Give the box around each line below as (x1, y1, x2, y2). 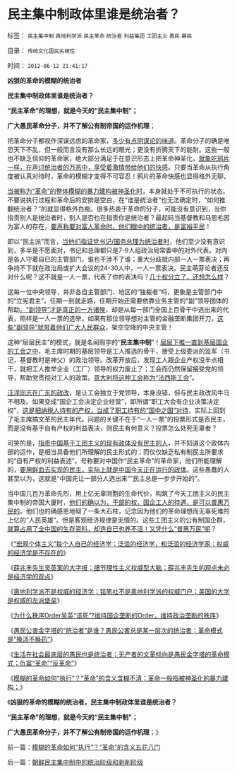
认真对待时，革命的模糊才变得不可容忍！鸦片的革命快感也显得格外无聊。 (19, 171, 230, 180)
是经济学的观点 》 (7, 572, 57, 581)
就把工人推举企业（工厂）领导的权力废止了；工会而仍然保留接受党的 (19, 364, 217, 373)
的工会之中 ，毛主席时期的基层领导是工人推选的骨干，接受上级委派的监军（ (7, 347, 224, 355)
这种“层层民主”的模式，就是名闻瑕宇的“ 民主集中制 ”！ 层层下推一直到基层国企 (7, 337, 229, 347)
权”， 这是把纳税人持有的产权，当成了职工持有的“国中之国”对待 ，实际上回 (7, 406, 220, 414)
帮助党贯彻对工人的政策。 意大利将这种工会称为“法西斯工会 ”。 (19, 373, 199, 382)
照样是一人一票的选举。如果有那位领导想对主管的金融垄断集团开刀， (19, 314, 217, 322)
